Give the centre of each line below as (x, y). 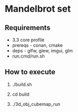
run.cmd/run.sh (29, 56)
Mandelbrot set (38, 9)
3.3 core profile (28, 40)
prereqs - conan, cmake (37, 45)
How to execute (30, 72)
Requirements (28, 28)
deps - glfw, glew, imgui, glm (42, 51)
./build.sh (22, 84)
